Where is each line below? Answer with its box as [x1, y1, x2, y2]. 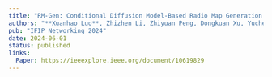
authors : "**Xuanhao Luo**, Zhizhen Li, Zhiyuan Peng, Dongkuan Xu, [8, 19, 244, 27]
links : [8, 49, 31, 57]
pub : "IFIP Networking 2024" [8, 26, 107, 34]
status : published [8, 42, 70, 50]
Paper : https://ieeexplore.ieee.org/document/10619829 [15, 57, 205, 65]
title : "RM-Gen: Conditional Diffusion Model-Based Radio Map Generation [8, 11, 263, 20]
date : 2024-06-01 [8, 34, 67, 43]
